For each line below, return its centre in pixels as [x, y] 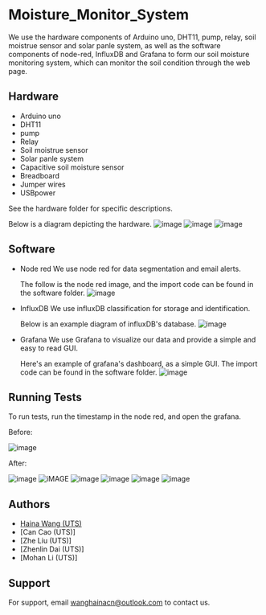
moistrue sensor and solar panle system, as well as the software [115, 45]
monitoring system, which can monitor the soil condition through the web [129, 63]
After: [18, 463]
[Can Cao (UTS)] [48, 532]
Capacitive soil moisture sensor [72, 167]
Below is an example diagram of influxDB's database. [108, 324]
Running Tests [45, 397]
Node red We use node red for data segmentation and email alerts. [130, 269]
